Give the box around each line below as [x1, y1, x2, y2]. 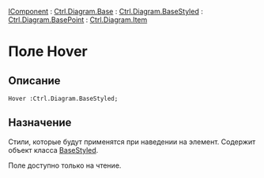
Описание [8, 74, 61, 87]
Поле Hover [8, 43, 89, 61]
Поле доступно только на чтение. [8, 161, 122, 170]
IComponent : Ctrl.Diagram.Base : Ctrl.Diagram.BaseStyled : [8, 7, 203, 16]
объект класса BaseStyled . [8, 145, 99, 154]
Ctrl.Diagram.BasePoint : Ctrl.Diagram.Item [8, 15, 148, 24]
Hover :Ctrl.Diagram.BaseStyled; [8, 95, 119, 102]
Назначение [8, 116, 72, 129]
